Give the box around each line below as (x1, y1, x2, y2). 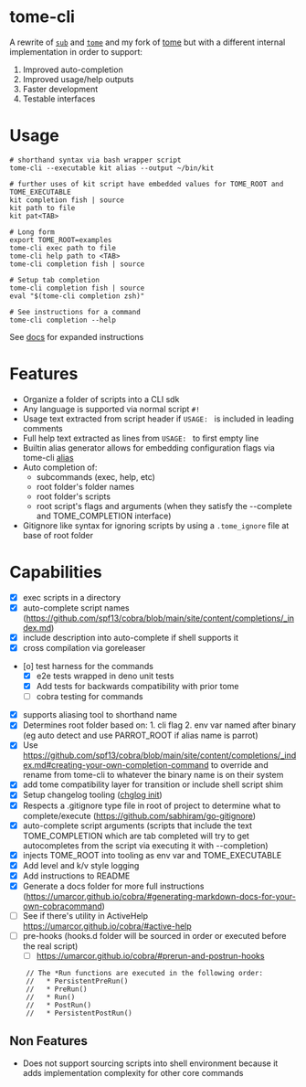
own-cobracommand (22, 901, 102, 911)
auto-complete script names (22, 602, 130, 613)
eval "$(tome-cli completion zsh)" (9, 291, 145, 301)
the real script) (22, 941, 79, 952)
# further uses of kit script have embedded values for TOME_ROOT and (9, 179, 284, 188)
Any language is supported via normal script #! (22, 403, 201, 414)
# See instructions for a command (9, 307, 142, 316)
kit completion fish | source (9, 195, 125, 205)
